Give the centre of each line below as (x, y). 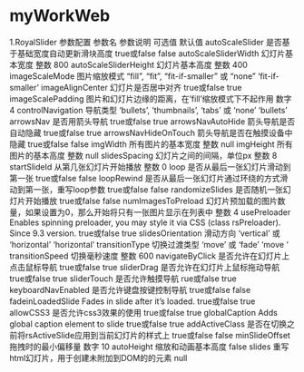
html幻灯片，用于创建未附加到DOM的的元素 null (98, 357)
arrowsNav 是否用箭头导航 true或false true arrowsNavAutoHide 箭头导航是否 (152, 121)
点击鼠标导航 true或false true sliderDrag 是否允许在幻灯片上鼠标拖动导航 (145, 267)
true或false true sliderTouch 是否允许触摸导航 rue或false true (123, 279)
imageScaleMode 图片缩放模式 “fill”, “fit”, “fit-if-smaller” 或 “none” (132, 76)
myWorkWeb (60, 16)
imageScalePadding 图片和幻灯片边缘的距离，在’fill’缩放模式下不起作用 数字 (151, 98)
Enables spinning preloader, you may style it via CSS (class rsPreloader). (145, 222)
